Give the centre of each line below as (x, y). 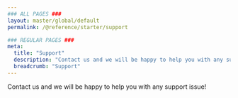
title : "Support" (39, 53)
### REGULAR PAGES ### (41, 40)
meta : (15, 47)
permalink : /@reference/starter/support (68, 27)
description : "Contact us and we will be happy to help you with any (118, 60)
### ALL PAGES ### (34, 14)
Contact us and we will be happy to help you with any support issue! (107, 87)
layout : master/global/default (53, 21)
